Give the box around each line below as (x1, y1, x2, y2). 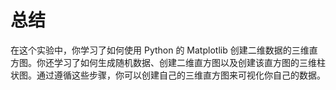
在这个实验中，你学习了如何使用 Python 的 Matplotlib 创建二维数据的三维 (10, 44, 310, 56)
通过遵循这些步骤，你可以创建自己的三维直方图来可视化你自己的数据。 (36, 69, 326, 81)
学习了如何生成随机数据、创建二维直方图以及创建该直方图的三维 (53, 56, 317, 68)
